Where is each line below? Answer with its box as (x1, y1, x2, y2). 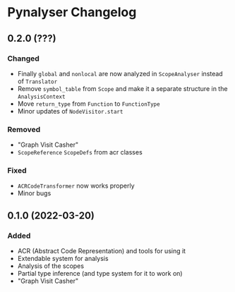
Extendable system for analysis (17, 255, 109, 263)
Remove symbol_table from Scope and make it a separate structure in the (17, 84, 228, 92)
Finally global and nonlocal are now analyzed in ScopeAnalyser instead (17, 69, 224, 78)
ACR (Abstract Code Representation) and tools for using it (17, 247, 186, 255)
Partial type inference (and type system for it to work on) (17, 269, 183, 278)
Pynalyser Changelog (7, 4, 137, 20)
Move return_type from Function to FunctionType (17, 99, 160, 108)
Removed (7, 124, 41, 134)
